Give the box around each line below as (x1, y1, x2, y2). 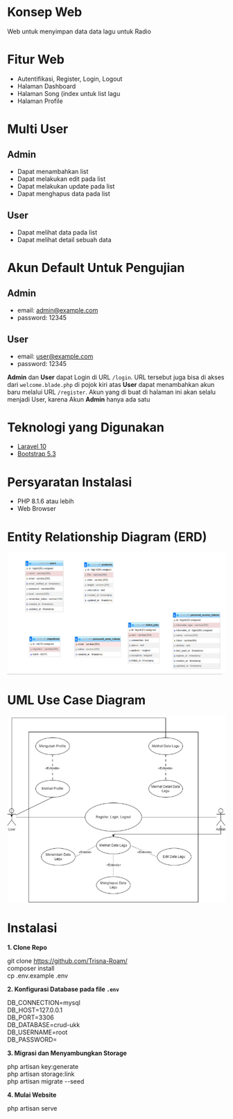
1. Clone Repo (7, 944, 47, 952)
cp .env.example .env (7, 971, 68, 980)
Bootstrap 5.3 (17, 450, 57, 458)
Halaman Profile (17, 97, 64, 105)
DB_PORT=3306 (7, 1013, 54, 1022)
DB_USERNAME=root (7, 1028, 68, 1037)
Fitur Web (7, 51, 64, 68)
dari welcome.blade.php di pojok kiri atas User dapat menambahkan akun (7, 380, 215, 388)
